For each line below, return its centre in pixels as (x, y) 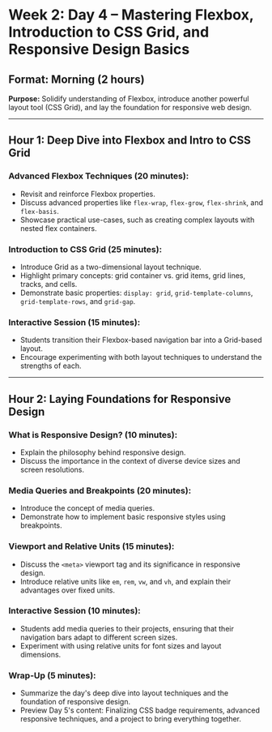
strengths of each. (51, 366)
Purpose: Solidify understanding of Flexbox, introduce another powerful (129, 98)
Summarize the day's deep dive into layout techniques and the (124, 693)
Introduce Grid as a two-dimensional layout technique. (111, 267)
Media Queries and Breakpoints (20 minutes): (100, 490)
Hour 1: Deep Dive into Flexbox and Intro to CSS (130, 141)
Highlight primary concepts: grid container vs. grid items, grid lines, (132, 275)
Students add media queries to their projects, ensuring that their (127, 628)
